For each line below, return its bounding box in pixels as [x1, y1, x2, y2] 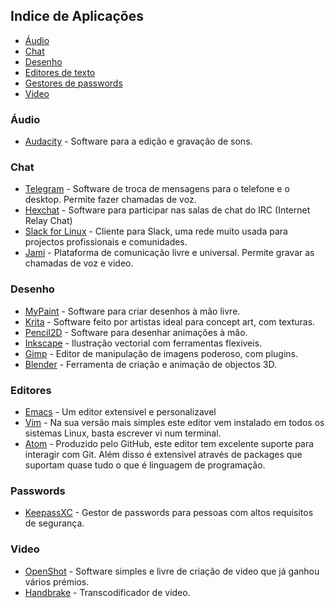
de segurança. [24, 517, 85, 529]
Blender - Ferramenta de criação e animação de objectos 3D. [24, 358, 278, 370]
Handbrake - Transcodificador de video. [24, 586, 191, 598]
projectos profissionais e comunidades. [24, 236, 188, 248]
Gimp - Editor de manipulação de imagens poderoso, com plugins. [24, 347, 299, 359]
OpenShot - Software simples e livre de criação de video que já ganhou [24, 565, 320, 577]
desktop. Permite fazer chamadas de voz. [24, 194, 197, 206]
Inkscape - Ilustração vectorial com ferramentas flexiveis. [24, 337, 263, 349]
